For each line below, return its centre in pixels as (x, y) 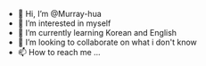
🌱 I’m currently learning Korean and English (97, 33)
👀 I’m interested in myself (64, 23)
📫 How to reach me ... (59, 52)
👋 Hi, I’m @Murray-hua (60, 14)
